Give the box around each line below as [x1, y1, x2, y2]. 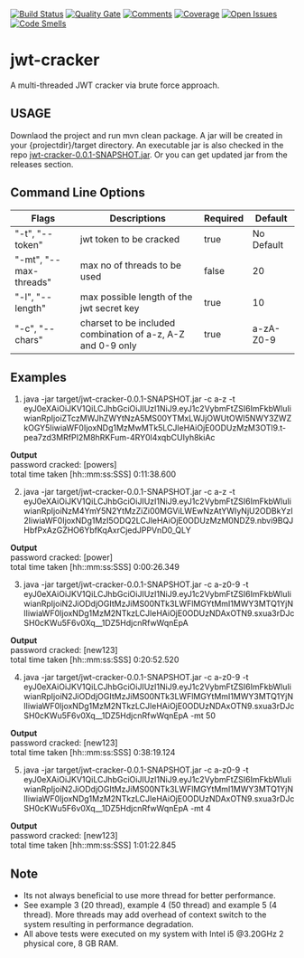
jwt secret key [80, 301, 140, 314]
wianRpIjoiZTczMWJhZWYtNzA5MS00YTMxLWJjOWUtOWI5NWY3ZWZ [23, 413, 292, 424]
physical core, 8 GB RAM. [23, 938, 119, 949]
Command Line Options [10, 185, 145, 201]
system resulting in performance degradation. [23, 919, 195, 930]
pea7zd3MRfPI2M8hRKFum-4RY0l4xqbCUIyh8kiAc [23, 432, 216, 443]
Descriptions [109, 212, 166, 224]
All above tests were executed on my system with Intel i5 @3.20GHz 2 [23, 928, 284, 940]
